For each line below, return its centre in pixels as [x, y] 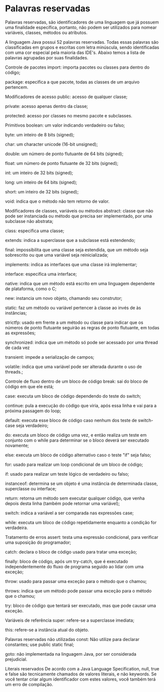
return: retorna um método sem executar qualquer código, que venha [75, 498]
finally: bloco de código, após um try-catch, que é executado [67, 561]
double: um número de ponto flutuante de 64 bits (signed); [64, 154]
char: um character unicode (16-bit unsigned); [51, 144]
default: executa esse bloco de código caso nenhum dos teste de [71, 420]
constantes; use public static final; [40, 644]
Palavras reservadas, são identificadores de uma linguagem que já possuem [82, 22]
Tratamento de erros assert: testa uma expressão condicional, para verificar [82, 537]
